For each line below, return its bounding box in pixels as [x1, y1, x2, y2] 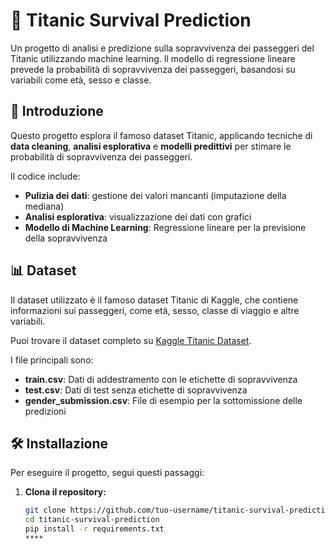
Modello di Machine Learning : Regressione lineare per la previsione [24, 221, 307, 233]
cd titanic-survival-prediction [24, 515, 160, 525]
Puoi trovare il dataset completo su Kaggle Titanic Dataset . [10, 334, 252, 346]
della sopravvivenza [24, 232, 108, 244]
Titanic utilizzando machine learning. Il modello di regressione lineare [10, 52, 296, 64]
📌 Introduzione [10, 103, 104, 120]
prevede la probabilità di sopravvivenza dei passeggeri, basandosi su [10, 63, 296, 75]
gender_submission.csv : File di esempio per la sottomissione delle [24, 394, 303, 406]
